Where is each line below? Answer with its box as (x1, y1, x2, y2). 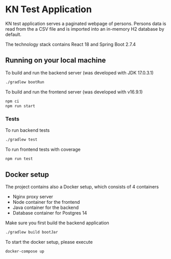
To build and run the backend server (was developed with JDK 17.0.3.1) (5, 69, 154, 76)
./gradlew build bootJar (5, 230, 58, 235)
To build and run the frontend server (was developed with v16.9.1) (5, 88, 143, 95)
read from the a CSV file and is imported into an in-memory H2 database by (5, 26, 164, 32)
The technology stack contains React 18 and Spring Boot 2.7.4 (5, 41, 136, 47)
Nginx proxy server (12, 194, 54, 200)
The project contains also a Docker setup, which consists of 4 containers (5, 184, 159, 190)
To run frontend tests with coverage (5, 146, 81, 152)
